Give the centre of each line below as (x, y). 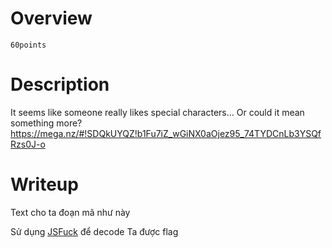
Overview (51, 18)
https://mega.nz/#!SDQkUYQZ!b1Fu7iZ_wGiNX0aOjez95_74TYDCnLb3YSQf (166, 133)
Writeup (44, 184)
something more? (46, 123)
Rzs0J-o (28, 144)
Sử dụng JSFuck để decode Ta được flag (94, 231)
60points (28, 45)
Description (60, 84)
